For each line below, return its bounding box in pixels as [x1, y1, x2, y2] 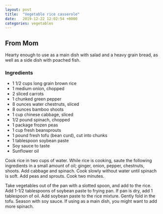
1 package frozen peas [12, 122, 58, 128]
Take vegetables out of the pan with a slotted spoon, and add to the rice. [5, 183, 152, 189]
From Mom [5, 39, 39, 47]
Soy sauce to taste [12, 143, 50, 149]
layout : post [5, 7, 32, 12]
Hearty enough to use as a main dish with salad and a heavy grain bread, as [5, 52, 158, 58]
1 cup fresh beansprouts [12, 127, 61, 133]
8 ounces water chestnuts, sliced [12, 101, 79, 107]
